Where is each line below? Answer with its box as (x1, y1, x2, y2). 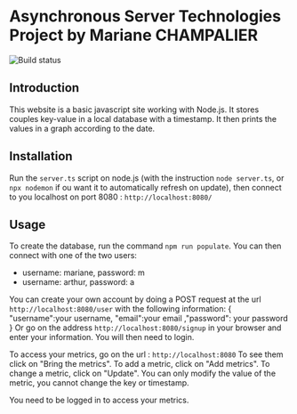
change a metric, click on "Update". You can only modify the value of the (9, 368, 277, 379)
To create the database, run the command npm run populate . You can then (9, 240, 282, 251)
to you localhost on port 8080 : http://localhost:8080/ (9, 191, 213, 202)
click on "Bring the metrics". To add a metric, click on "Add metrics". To (9, 359, 270, 369)
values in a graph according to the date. (9, 123, 156, 134)
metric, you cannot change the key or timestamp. (9, 377, 189, 388)
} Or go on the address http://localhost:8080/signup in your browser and (9, 322, 282, 333)
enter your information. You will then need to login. (9, 332, 195, 343)
